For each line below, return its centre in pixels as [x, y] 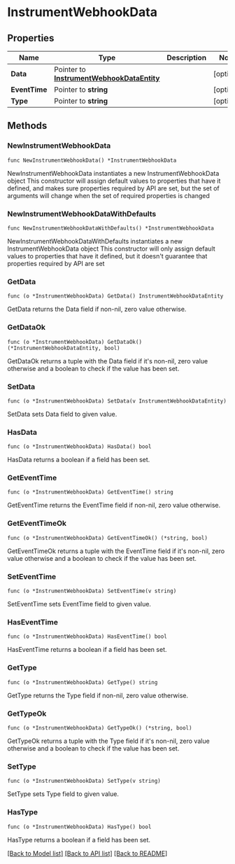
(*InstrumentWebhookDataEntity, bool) [64, 348]
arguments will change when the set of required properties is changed [108, 195]
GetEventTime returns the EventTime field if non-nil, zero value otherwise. [114, 506]
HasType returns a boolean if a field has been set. [79, 839]
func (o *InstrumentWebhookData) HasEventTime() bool [87, 637]
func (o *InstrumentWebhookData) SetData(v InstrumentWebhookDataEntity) [117, 401]
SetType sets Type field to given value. [63, 794]
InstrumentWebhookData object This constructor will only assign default [111, 249]
